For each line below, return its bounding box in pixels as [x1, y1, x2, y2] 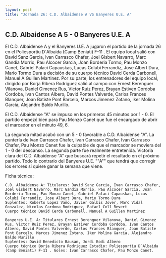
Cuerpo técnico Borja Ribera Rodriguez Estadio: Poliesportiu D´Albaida [5, 244, 159, 249]
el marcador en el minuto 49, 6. [5, 122, 69, 128]
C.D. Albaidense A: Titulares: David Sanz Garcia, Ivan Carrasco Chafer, [5, 183, 161, 188]
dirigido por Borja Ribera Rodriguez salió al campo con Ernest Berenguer [5, 81, 154, 87]
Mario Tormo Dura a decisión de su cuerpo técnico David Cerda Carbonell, [5, 70, 158, 76]
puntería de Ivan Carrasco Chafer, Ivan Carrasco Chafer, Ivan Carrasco [5, 137, 150, 143]
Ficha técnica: [5, 173, 34, 179]
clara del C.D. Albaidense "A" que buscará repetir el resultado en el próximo [5, 153, 160, 159]
